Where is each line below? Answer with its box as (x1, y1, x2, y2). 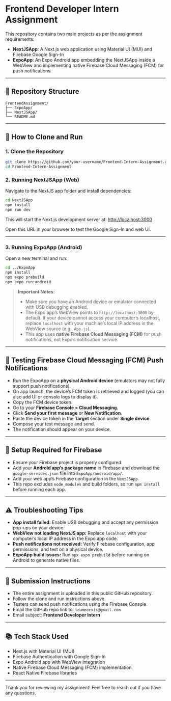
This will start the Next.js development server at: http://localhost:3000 (5, 217, 153, 223)
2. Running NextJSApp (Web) (5, 176, 80, 183)
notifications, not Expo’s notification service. (25, 336, 119, 342)
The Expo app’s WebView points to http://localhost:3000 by (25, 309, 154, 315)
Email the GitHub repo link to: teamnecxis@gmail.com (12, 607, 121, 613)
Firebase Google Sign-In (12, 51, 64, 58)
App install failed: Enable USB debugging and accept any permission (12, 519, 159, 525)
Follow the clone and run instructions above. (12, 596, 106, 602)
